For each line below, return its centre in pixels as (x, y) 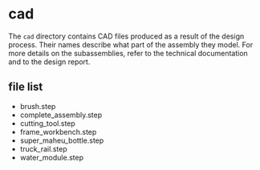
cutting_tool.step (48, 123)
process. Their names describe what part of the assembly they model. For (131, 44)
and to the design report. (49, 62)
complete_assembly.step (61, 115)
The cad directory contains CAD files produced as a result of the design (126, 36)
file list (26, 87)
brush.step (38, 106)
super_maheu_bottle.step (62, 140)
